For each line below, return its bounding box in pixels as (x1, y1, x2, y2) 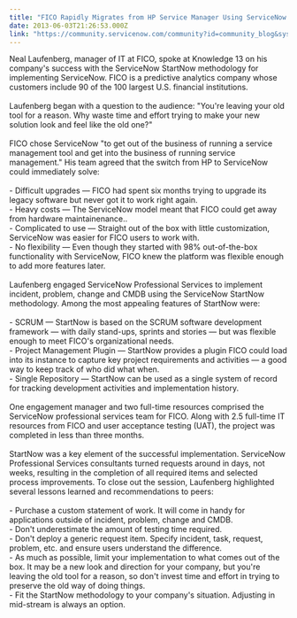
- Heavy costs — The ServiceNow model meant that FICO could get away (9, 205, 278, 215)
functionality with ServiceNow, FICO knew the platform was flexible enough (9, 251, 285, 262)
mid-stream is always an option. (9, 599, 126, 610)
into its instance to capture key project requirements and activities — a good (9, 355, 287, 366)
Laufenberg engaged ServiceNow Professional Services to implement (9, 280, 263, 290)
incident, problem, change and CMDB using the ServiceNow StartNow (9, 289, 265, 299)
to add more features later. (9, 260, 106, 271)
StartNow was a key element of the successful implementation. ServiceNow (9, 449, 286, 460)
